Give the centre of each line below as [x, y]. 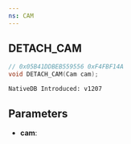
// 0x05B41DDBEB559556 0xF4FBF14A [66, 67]
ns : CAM [21, 16]
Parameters [38, 113]
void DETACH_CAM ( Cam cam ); [53, 74]
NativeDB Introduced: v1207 [55, 89]
